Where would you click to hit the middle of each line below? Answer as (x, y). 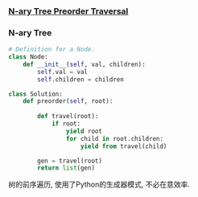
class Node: (28, 57)
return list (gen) (66, 168)
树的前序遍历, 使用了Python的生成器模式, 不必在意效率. (99, 185)
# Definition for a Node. (52, 50)
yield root (84, 131)
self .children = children (81, 79)
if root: (66, 124)
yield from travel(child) (124, 146)
